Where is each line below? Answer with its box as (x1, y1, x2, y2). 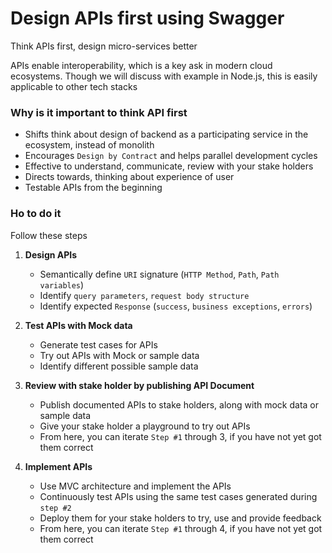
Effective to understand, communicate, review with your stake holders (24, 160, 314, 172)
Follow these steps (10, 229, 88, 241)
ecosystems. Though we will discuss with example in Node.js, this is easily (10, 70, 318, 82)
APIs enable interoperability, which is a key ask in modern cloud (10, 59, 273, 71)
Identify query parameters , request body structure (39, 289, 250, 301)
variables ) (39, 278, 85, 291)
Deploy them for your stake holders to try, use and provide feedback (39, 512, 322, 524)
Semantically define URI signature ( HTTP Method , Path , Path (39, 268, 280, 280)
